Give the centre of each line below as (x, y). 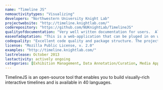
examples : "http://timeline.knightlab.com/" (51, 50)
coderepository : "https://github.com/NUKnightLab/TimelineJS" (69, 28)
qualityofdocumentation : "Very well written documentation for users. (78, 32)
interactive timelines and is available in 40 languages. (58, 82)
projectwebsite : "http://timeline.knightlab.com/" (57, 23)
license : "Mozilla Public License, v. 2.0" (50, 45)
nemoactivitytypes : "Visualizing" (40, 14)
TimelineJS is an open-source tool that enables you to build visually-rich (77, 77)
